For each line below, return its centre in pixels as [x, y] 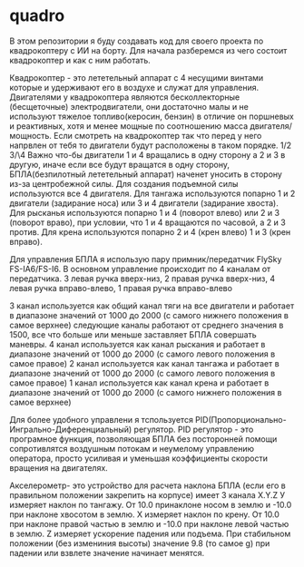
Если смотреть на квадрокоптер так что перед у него [158, 135]
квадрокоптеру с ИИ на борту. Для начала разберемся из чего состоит [148, 50]
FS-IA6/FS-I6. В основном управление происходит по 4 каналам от [140, 269]
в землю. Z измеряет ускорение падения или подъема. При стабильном [150, 533]
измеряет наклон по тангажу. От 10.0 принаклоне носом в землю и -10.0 [151, 504]
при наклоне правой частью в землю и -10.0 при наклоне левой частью [149, 523]
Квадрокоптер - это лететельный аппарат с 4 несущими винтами [137, 77]
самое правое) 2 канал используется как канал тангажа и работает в [144, 363]
